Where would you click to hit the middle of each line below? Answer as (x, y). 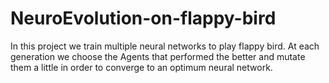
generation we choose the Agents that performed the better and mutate (158, 56)
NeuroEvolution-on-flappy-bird (143, 18)
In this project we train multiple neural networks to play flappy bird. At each (165, 46)
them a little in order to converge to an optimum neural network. (141, 67)
